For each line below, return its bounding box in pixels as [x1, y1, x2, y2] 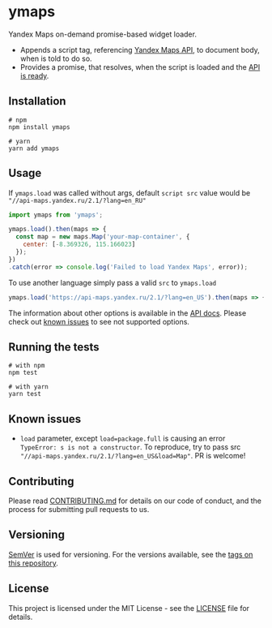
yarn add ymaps [8, 144, 60, 153]
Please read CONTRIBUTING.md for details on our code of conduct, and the [8, 496, 261, 505]
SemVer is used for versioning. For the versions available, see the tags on [8, 549, 253, 559]
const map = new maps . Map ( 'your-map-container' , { [15, 233, 190, 241]
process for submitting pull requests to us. [8, 505, 150, 514]
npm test [8, 368, 38, 377]
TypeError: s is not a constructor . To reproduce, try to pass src [19, 442, 241, 452]
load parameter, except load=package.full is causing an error [19, 433, 226, 444]
